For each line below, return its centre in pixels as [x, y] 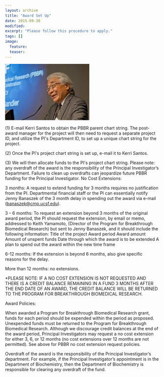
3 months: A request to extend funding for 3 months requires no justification [82, 188]
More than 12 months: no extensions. [42, 268]
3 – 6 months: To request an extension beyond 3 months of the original [76, 213]
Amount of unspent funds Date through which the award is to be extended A [82, 239]
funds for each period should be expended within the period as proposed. [80, 318]
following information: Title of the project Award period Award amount [75, 234]
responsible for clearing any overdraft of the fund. [56, 369]
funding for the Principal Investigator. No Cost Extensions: [64, 178]
